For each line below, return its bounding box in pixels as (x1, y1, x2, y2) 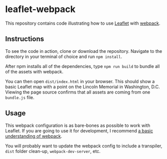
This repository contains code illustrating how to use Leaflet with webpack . (5, 20, 160, 26)
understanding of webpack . (5, 133, 63, 139)
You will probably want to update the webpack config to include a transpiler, (5, 142, 162, 149)
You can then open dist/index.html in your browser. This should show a (5, 78, 155, 84)
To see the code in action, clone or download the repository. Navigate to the (5, 48, 162, 54)
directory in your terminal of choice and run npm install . (5, 53, 122, 59)
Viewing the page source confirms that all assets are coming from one (5, 89, 150, 95)
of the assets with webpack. (5, 68, 64, 74)
